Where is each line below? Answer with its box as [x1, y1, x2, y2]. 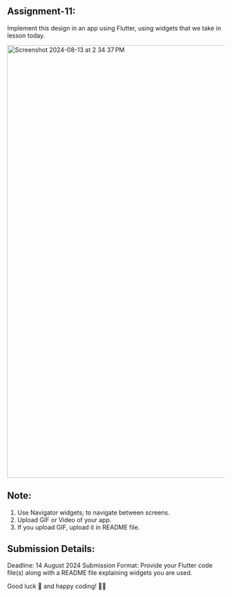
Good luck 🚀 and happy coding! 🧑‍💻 [7, 582, 107, 591]
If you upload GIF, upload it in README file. [17, 523, 140, 531]
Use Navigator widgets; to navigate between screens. [17, 508, 171, 517]
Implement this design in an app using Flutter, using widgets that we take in [7, 24, 222, 32]
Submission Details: [7, 543, 95, 555]
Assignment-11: [7, 6, 76, 17]
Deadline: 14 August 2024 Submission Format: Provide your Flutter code [7, 561, 213, 570]
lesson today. [7, 31, 46, 39]
